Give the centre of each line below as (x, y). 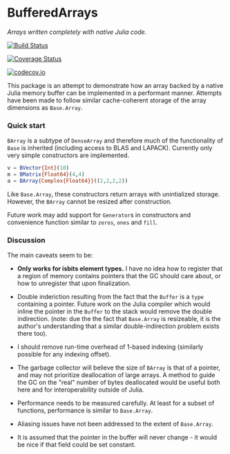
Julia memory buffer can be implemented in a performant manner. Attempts (115, 93)
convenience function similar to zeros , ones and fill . (83, 222)
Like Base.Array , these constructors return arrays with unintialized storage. (114, 194)
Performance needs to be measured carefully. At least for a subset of (116, 403)
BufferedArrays (53, 13)
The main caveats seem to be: (50, 255)
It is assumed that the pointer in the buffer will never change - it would (117, 437)
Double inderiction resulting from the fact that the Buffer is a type (111, 297)
